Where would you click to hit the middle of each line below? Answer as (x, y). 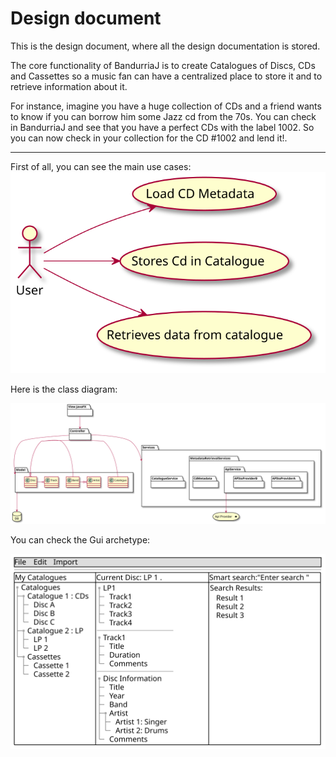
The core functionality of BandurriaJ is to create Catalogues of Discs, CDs (163, 65)
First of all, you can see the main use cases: (101, 166)
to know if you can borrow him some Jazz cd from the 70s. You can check (163, 116)
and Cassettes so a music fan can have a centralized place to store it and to (166, 76)
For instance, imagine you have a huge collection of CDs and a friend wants (166, 106)
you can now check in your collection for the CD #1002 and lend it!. (149, 138)
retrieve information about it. (69, 86)
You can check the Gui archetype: (80, 540)
